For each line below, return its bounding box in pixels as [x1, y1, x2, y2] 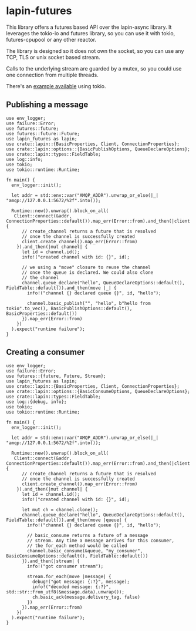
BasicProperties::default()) [6, 310, 77, 317]
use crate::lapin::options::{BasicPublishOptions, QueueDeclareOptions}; [6, 146, 191, 152]
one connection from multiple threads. [6, 71, 99, 78]
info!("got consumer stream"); [27, 563, 104, 569]
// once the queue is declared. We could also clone [21, 269, 154, 276]
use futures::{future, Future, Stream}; [6, 373, 107, 379]
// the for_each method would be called [27, 542, 127, 549]
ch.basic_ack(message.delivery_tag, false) [32, 594, 141, 600]
